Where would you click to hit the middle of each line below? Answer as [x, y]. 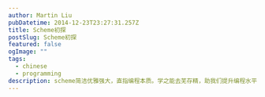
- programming [38, 74]
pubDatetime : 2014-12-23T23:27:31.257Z [74, 23]
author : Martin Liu [40, 15]
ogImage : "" [28, 52]
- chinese [31, 66]
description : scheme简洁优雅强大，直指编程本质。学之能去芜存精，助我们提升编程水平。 [136, 81]
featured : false [35, 45]
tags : [17, 59]
